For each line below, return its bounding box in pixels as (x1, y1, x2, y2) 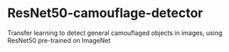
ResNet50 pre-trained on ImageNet (7, 36, 111, 44)
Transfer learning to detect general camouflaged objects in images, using (7, 28, 223, 37)
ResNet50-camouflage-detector (7, 5, 203, 21)
